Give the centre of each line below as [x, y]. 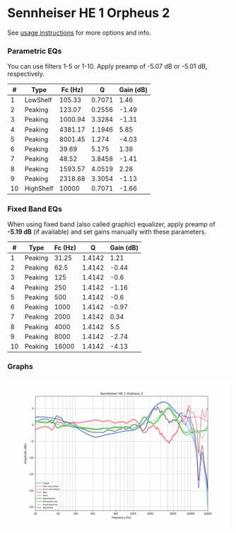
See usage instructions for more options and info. [79, 33]
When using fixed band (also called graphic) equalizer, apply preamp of [111, 224]
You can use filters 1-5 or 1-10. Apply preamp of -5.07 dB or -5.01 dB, [107, 67]
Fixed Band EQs [35, 209]
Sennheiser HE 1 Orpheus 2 [89, 13]
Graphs [20, 367]
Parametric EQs [35, 51]
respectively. [26, 74]
